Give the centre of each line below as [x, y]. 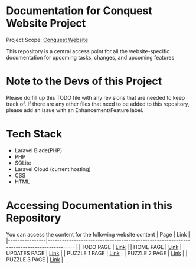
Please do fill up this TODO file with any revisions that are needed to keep [96, 97]
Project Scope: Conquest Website [47, 40]
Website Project [46, 23]
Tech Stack [34, 134]
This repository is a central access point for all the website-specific [88, 51]
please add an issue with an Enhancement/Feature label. [75, 110]
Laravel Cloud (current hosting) [53, 169]
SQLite [23, 163]
